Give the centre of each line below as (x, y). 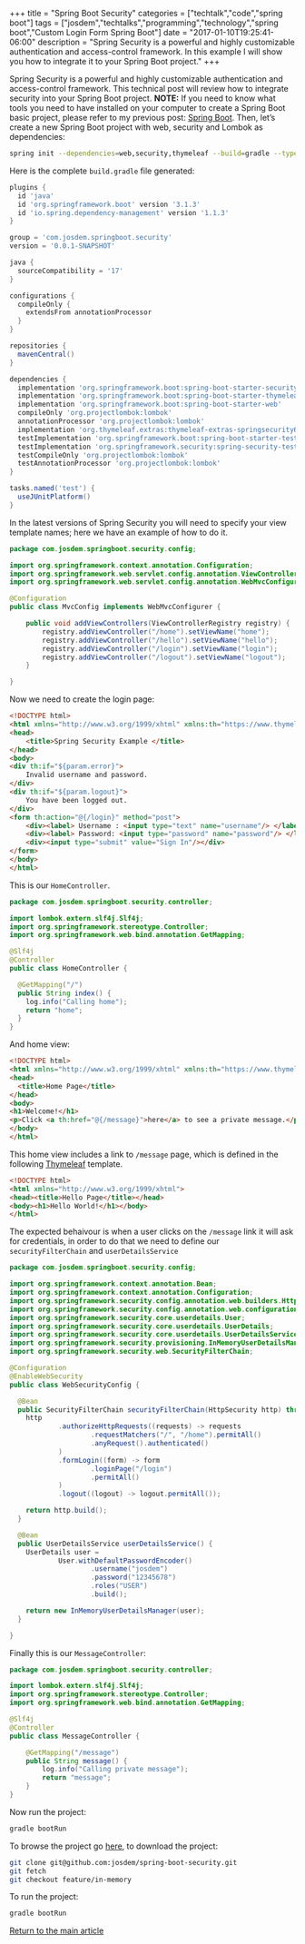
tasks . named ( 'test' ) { (52, 488)
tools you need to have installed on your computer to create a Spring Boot (148, 108)
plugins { (28, 187)
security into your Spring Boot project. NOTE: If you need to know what (143, 98)
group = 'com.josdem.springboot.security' (91, 238)
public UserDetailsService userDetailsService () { (115, 1544)
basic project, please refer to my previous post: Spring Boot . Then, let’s (143, 118)
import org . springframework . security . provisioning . (109, 1343)
